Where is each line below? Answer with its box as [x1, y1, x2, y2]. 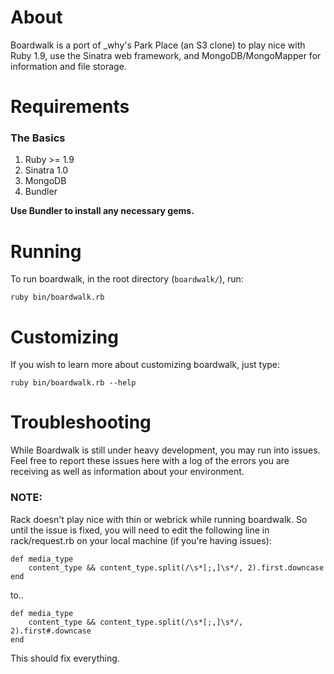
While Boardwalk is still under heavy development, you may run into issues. [10, 444, 321, 456]
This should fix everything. [10, 652, 120, 664]
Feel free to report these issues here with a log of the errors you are [10, 455, 290, 467]
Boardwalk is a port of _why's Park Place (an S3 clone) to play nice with [10, 39, 306, 51]
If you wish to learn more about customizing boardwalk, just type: [10, 359, 281, 371]
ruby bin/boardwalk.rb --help [10, 378, 137, 388]
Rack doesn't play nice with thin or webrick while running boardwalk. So [10, 513, 308, 525]
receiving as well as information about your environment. [10, 466, 245, 478]
